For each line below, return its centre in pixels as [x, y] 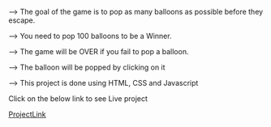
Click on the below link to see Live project [78, 99]
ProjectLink [27, 114]
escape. [22, 20]
